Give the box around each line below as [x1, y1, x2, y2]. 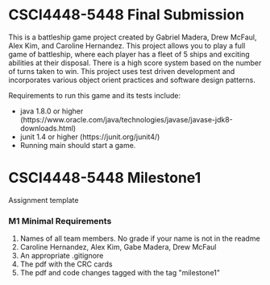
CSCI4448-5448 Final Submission [8, 6, 244, 24]
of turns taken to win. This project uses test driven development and [8, 66, 235, 76]
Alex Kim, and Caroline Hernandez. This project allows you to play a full [8, 40, 246, 50]
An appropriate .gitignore [19, 251, 104, 261]
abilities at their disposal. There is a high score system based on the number [8, 58, 262, 68]
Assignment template [8, 195, 79, 204]
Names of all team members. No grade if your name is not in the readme [19, 233, 260, 243]
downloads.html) [19, 123, 77, 133]
